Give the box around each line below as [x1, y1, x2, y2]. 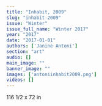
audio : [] [6, 54, 32, 60]
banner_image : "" [6, 65, 51, 72]
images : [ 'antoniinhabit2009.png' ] [6, 71, 97, 77]
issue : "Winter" [6, 20, 48, 26]
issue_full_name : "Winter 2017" [6, 26, 89, 32]
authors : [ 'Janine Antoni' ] [6, 43, 78, 49]
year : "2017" [6, 32, 40, 38]
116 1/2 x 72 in [6, 94, 42, 101]
